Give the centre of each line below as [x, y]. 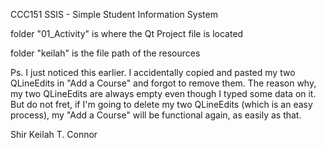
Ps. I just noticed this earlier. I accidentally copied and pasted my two [153, 72]
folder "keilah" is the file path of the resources [105, 53]
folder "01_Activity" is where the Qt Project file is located [127, 33]
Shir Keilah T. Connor [54, 134]
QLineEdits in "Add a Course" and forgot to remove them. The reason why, [163, 83]
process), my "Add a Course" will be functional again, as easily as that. [156, 115]
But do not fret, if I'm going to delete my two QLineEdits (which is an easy [161, 104]
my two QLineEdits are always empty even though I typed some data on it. [163, 93]
